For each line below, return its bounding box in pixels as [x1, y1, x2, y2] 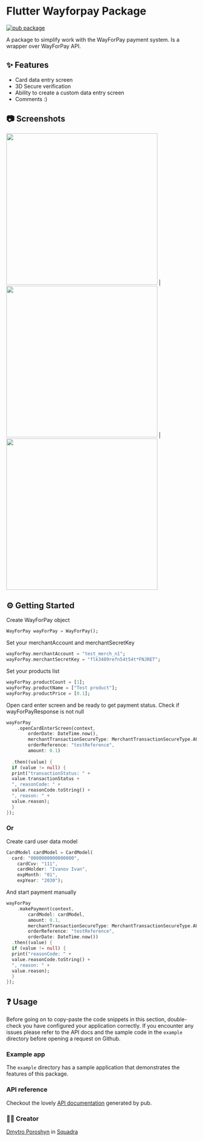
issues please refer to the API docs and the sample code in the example [6, 1028, 183, 1036]
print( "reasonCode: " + [11, 951, 71, 957]
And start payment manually [6, 888, 77, 896]
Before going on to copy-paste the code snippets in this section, [6, 1016, 166, 1023]
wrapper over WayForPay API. [6, 42, 82, 50]
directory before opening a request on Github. [6, 1034, 121, 1042]
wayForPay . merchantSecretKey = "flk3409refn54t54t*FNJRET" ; [6, 656, 161, 663]
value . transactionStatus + [11, 776, 80, 782]
